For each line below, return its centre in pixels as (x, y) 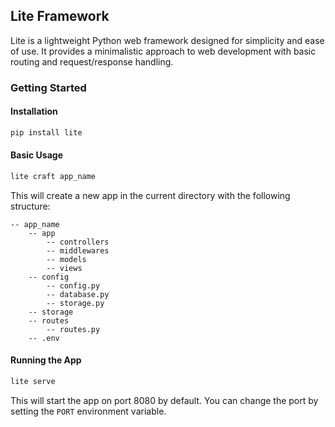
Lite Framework (60, 16)
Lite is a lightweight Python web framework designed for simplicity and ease (167, 40)
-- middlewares (78, 250)
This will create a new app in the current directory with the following (150, 195)
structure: (30, 206)
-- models (66, 259)
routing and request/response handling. (92, 61)
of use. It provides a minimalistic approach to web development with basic (163, 51)
